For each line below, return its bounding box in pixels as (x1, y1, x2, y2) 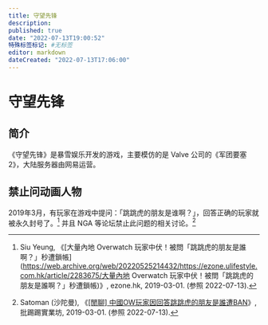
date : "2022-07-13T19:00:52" (8, 33, 105, 42)
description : (8, 19, 52, 27)
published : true (8, 26, 62, 34)
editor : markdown (8, 49, 66, 57)
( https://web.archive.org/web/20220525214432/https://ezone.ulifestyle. (19, 261, 258, 271)
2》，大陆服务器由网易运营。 (8, 159, 100, 169)
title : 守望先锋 (8, 11, 57, 20)
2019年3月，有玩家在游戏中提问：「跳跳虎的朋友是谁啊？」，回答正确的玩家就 (8, 208, 259, 217)
